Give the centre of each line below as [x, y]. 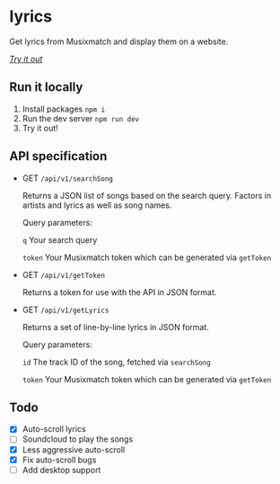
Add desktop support [61, 470]
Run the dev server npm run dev [81, 118]
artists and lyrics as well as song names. [97, 205]
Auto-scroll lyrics [54, 429]
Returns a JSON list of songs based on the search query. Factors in [147, 195]
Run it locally [46, 87]
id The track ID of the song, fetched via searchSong [116, 362]
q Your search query [60, 239]
